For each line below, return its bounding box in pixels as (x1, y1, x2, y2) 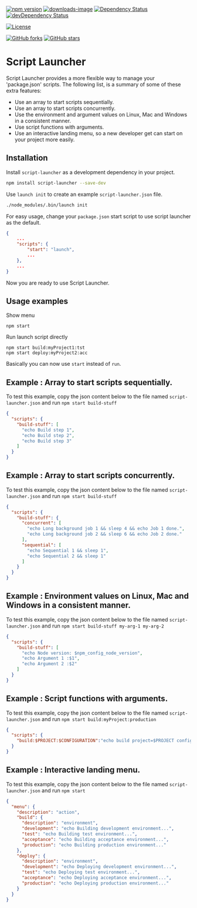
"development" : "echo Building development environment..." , (21, 826, 175, 832)
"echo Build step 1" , (21, 427, 75, 433)
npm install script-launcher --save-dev (6, 180, 107, 186)
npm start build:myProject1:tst (6, 345, 85, 351)
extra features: (6, 87, 42, 94)
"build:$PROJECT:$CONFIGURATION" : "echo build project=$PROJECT (16, 738, 175, 744)
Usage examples (6, 296, 69, 306)
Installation (6, 153, 48, 163)
